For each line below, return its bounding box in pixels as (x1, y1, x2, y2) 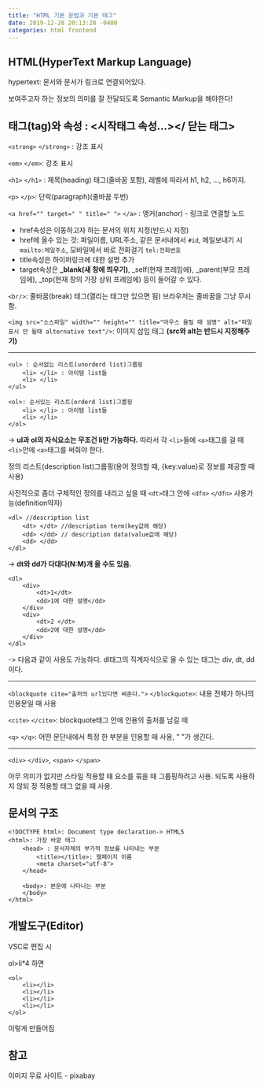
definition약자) (16, 498, 63, 507)
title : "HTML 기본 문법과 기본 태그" (8, 11, 117, 20)
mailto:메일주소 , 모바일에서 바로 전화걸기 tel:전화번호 (19, 245, 181, 254)
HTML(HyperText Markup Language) (8, 55, 192, 69)
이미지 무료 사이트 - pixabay (8, 1071, 96, 1080)
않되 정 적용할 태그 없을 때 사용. (16, 782, 112, 790)
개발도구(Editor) (8, 919, 84, 933)
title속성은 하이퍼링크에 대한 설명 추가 (19, 255, 135, 264)
